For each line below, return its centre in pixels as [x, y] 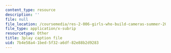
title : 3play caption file [34, 38]
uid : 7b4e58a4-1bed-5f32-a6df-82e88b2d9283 [52, 43]
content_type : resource [31, 10]
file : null [17, 19]
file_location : [21, 24]
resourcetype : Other [27, 33]
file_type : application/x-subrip [41, 29]
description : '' [22, 15]
